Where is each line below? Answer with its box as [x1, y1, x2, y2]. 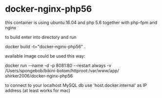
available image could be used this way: [5, 53, 85, 59]
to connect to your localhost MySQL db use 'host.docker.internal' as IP [5, 82, 147, 88]
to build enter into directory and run [5, 34, 77, 40]
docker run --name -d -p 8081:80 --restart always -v [5, 62, 111, 68]
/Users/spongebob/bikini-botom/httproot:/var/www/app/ [5, 67, 120, 74]
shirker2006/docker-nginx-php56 [5, 73, 73, 78]
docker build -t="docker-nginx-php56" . [5, 43, 86, 49]
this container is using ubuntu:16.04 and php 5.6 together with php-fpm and [5, 20, 158, 25]
